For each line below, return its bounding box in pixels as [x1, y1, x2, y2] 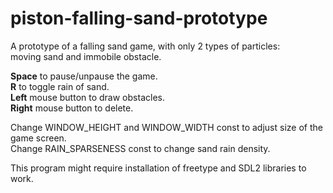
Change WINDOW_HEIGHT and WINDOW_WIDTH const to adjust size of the [10, 121, 323, 133]
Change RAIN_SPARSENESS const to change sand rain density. [10, 142, 271, 154]
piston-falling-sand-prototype [10, 7, 268, 30]
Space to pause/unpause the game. [10, 70, 158, 82]
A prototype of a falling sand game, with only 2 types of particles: [10, 40, 281, 52]
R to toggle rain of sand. [10, 80, 110, 92]
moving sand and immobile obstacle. [10, 50, 162, 62]
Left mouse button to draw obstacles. [10, 91, 165, 103]
